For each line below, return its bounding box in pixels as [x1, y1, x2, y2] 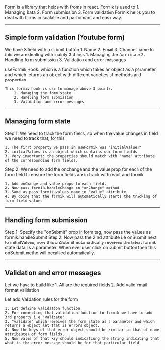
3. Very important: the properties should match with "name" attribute [5, 153, 155, 159]
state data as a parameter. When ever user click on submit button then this [5, 245, 156, 251]
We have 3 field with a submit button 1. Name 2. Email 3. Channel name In [5, 46, 154, 52]
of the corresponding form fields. [5, 158, 78, 162]
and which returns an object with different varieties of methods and [5, 71, 141, 78]
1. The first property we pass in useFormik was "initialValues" [5, 145, 141, 150]
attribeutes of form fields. [5, 332, 65, 337]
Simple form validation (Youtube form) [5, 33, 125, 42]
